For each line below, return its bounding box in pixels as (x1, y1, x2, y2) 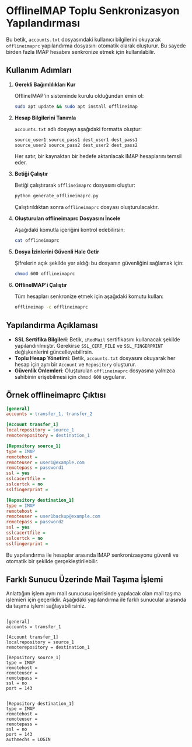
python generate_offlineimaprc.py (14, 193, 99, 199)
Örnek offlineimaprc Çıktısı (6, 390, 106, 400)
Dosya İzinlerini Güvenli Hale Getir (14, 248, 99, 255)
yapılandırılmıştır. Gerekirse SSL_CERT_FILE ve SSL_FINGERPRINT (14, 342, 163, 349)
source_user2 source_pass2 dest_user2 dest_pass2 (14, 142, 138, 148)
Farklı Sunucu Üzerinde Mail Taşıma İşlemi (6, 575, 163, 585)
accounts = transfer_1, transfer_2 (6, 411, 93, 417)
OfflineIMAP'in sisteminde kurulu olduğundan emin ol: (14, 92, 144, 99)
